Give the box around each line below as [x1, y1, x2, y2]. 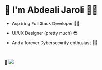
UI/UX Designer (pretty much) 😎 [11, 30, 78, 36]
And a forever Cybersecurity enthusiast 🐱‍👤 [11, 39, 98, 46]
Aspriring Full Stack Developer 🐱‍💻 [11, 21, 80, 26]
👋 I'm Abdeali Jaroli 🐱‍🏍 [4, 4, 98, 16]
